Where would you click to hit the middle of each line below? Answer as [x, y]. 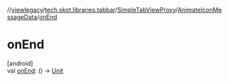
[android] [20, 63]
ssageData [22, 17]
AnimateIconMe [200, 10]
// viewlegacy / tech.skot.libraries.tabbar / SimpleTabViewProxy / [92, 10]
